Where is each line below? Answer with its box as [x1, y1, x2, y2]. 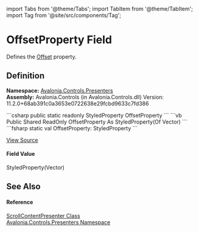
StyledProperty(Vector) [6, 164, 65, 171]
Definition [6, 71, 44, 81]
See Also [6, 181, 41, 192]
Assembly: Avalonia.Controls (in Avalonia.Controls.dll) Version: [6, 93, 164, 100]
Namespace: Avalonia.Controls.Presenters [6, 86, 114, 94]
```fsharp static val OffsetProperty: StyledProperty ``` [6, 124, 138, 132]
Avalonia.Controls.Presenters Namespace [6, 219, 111, 226]
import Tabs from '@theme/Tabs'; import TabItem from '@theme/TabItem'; [6, 5, 194, 12]
